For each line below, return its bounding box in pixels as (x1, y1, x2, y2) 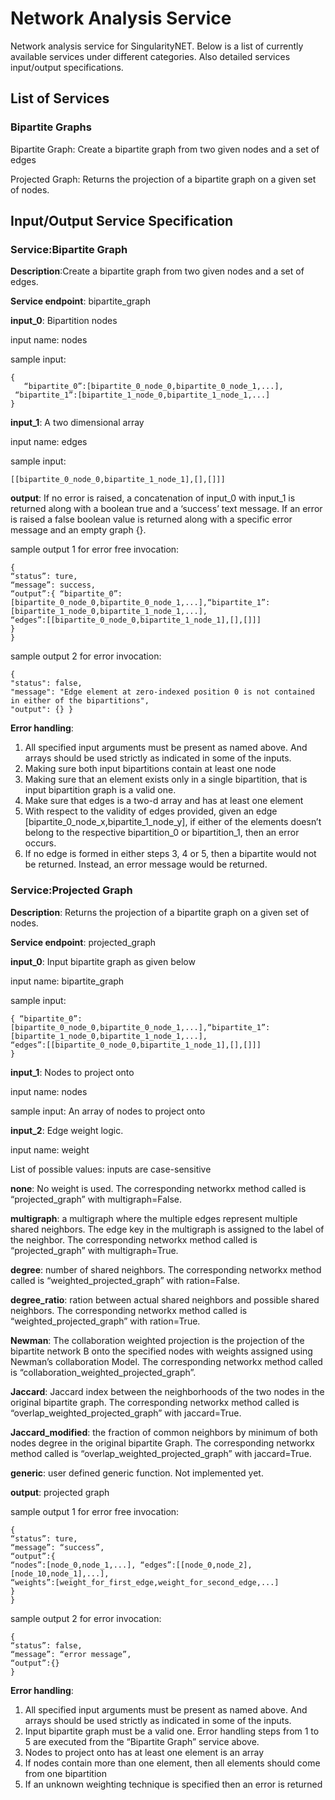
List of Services (10, 90, 110, 107)
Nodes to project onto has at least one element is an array (24, 1746, 265, 1758)
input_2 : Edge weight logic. (10, 1124, 124, 1136)
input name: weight (10, 1143, 90, 1156)
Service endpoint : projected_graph (10, 936, 157, 948)
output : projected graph (10, 1486, 110, 1498)
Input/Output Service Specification (10, 213, 234, 230)
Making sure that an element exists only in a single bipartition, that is (24, 773, 308, 786)
